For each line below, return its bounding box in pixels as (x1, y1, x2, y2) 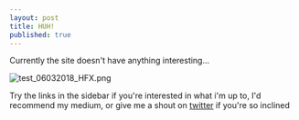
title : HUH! (9, 22, 55, 31)
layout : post (9, 13, 59, 23)
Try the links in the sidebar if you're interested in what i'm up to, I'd (9, 90, 262, 101)
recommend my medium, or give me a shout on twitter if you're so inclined (9, 100, 291, 111)
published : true (9, 30, 71, 39)
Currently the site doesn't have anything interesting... (9, 55, 210, 66)
